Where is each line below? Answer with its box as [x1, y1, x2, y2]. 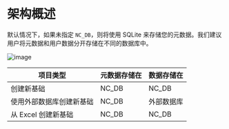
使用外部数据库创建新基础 [10, 97, 94, 106]
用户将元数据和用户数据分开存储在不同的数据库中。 [7, 39, 152, 47]
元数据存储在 [100, 70, 143, 80]
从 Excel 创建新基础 [10, 110, 74, 119]
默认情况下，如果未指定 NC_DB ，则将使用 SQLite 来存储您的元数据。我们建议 [7, 30, 222, 39]
